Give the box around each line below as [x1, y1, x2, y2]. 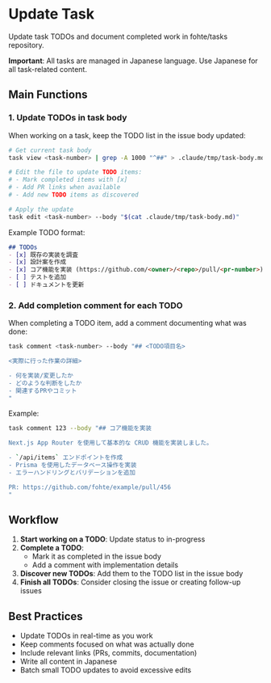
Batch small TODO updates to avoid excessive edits [19, 665, 192, 675]
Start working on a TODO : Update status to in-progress [19, 534, 206, 544]
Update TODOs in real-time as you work [19, 631, 153, 641]
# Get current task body [8, 146, 92, 154]
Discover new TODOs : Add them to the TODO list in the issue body [19, 569, 244, 579]
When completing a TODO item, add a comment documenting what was [8, 318, 248, 328]
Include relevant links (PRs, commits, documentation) [19, 648, 198, 658]
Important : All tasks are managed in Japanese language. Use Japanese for [8, 56, 258, 65]
